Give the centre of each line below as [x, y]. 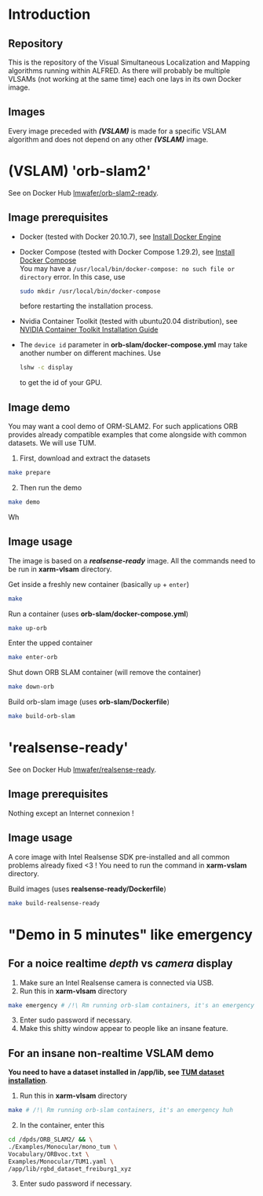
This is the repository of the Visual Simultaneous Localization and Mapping [129, 62]
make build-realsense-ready [54, 903]
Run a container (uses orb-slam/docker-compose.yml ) [99, 614]
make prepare [29, 473]
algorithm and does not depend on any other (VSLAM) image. [108, 139]
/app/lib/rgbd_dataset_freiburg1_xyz [70, 1168]
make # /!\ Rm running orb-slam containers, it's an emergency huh [121, 1110]
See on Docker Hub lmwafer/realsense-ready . [82, 769]
